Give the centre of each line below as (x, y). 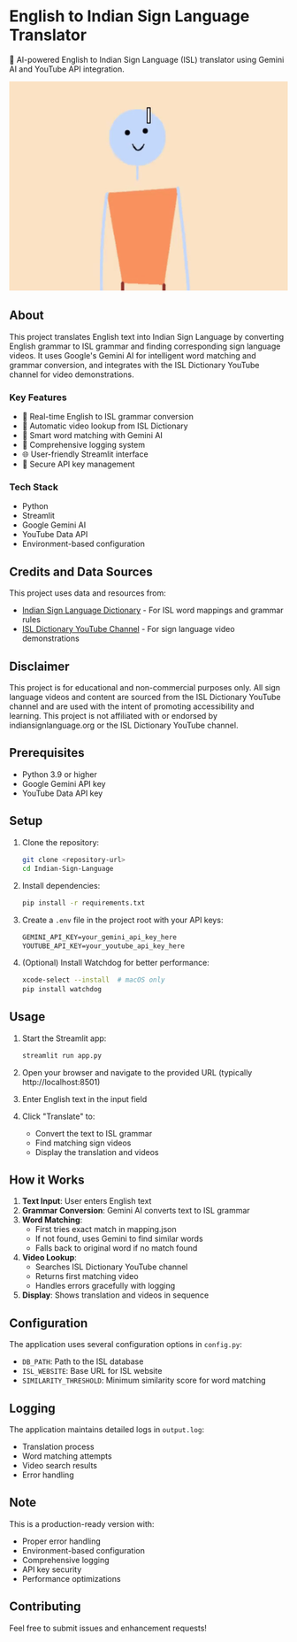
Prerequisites (47, 753)
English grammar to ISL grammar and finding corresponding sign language (145, 346)
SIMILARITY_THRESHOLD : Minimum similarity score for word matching (144, 1380)
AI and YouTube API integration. (67, 69)
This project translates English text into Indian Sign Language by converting (147, 336)
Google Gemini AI (54, 525)
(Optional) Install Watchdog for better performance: (115, 963)
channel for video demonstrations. (72, 374)
